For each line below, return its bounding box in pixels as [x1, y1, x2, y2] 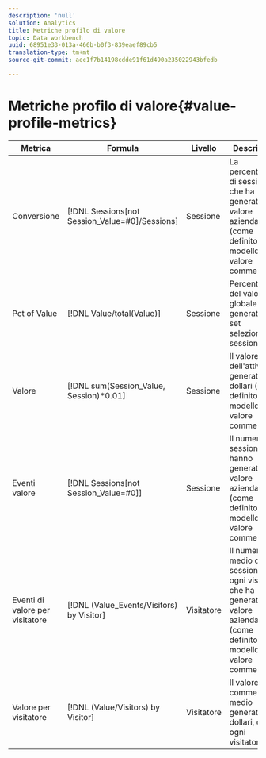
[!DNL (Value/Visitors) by [66, 702, 161, 713]
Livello [191, 142, 217, 153]
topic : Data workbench [8, 33, 83, 42]
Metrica [21, 142, 51, 153]
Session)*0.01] [66, 390, 126, 401]
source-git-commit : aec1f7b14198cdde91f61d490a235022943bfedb [8, 56, 218, 64]
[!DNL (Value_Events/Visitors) [66, 599, 178, 610]
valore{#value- [135, 97, 237, 115]
